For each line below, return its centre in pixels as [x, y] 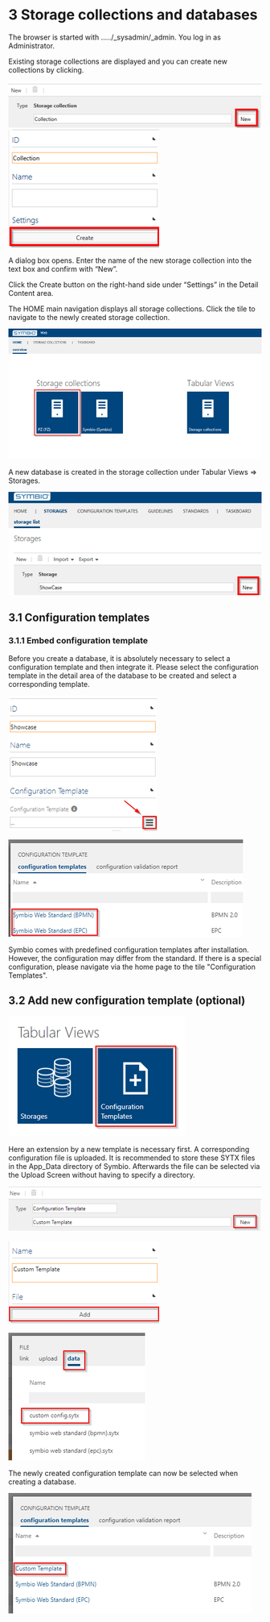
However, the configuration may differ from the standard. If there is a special [135, 958]
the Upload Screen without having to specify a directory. [102, 1175]
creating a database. [42, 1482]
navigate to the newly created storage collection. [89, 318]
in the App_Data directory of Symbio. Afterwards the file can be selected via [134, 1167]
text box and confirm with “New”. [63, 269]
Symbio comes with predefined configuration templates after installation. [129, 950]
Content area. [31, 293]
